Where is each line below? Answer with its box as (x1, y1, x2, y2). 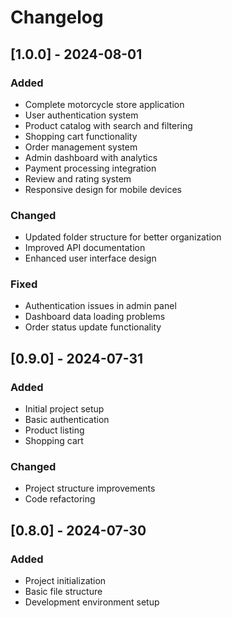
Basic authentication (24, 414, 110, 426)
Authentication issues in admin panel (24, 300, 177, 312)
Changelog (10, 6, 104, 29)
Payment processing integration (24, 162, 157, 174)
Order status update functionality (24, 321, 162, 333)
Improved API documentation (24, 242, 146, 254)
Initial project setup (24, 403, 105, 415)
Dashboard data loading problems (24, 311, 166, 323)
